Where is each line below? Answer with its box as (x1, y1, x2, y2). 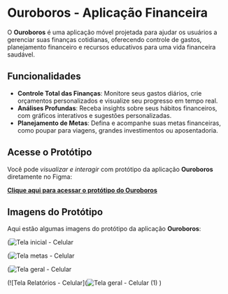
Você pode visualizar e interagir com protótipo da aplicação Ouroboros (7, 165, 213, 173)
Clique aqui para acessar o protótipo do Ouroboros (7, 186, 157, 194)
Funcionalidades (7, 71, 82, 82)
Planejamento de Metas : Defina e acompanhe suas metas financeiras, (17, 119, 222, 127)
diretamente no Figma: (7, 172, 72, 181)
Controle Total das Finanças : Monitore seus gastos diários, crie (17, 89, 202, 97)
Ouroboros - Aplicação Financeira (7, 5, 208, 21)
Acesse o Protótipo (7, 147, 92, 159)
